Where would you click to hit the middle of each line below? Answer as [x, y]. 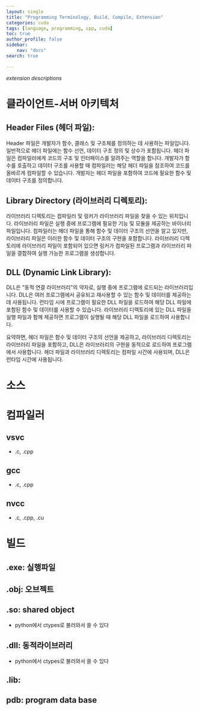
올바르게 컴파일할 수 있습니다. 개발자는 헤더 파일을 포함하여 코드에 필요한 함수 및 [99, 172]
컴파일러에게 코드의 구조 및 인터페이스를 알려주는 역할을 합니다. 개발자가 [100, 158]
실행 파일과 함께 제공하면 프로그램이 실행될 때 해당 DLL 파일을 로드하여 [88, 317]
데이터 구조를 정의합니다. [35, 180]
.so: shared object [40, 610]
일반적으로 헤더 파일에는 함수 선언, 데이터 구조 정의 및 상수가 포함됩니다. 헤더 [95, 150]
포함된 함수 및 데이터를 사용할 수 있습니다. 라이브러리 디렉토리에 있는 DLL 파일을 [99, 310]
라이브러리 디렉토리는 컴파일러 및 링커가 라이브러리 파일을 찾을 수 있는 [87, 216]
